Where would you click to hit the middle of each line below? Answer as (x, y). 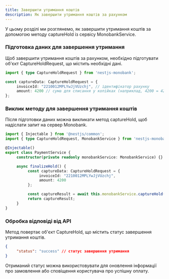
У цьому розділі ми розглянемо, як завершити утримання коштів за (78, 29)
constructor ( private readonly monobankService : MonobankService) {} (90, 157)
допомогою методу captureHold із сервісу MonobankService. (71, 34)
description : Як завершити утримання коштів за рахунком (66, 15)
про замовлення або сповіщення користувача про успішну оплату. (77, 271)
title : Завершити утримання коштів (43, 10)
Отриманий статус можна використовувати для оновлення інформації (81, 265)
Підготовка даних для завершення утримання (65, 47)
